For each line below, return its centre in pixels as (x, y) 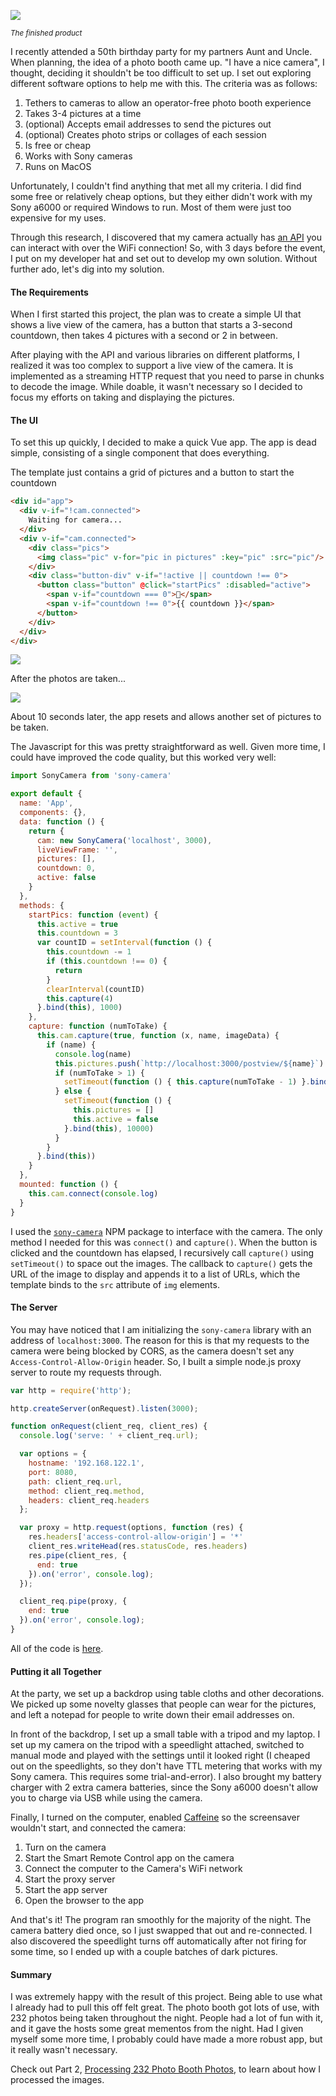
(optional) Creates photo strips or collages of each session (145, 134)
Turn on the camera (65, 1847)
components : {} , (53, 813)
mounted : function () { (68, 1185)
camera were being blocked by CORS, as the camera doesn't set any (152, 1351)
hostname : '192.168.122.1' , (86, 1463)
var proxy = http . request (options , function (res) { (131, 1528)
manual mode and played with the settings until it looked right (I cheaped (160, 1756)
